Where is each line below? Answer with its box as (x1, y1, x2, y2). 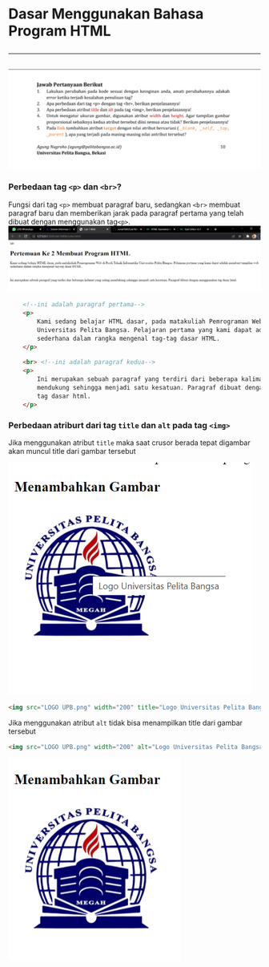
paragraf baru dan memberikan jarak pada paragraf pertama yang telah (8, 208, 244, 217)
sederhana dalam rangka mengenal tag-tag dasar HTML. (37, 334, 220, 342)
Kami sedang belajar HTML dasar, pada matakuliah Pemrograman (37, 318, 249, 326)
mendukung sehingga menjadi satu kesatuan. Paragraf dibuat (37, 384, 242, 392)
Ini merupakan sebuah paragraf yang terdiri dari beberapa (37, 375, 239, 383)
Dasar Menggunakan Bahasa (8, 5, 204, 23)
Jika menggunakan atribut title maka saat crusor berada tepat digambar (8, 438, 251, 447)
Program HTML (8, 22, 111, 40)
